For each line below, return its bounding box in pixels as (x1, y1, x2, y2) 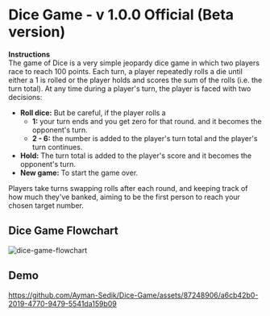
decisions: (8, 92, 43, 102)
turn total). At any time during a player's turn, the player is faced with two (8, 83, 251, 94)
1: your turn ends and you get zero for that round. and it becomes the (31, 116, 262, 126)
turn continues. (31, 142, 83, 152)
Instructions (8, 49, 51, 59)
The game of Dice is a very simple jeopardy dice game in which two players (8, 58, 260, 68)
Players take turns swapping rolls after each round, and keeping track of (8, 183, 248, 193)
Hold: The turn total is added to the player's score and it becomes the (19, 151, 252, 160)
